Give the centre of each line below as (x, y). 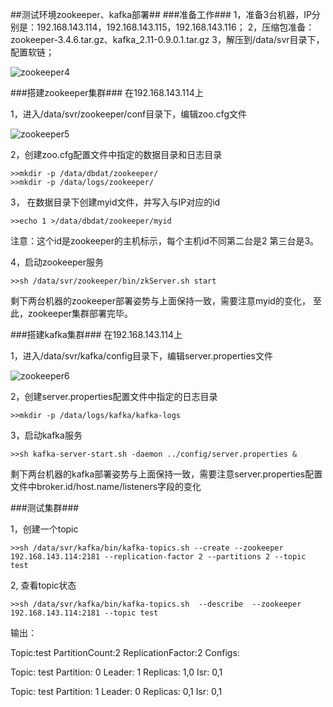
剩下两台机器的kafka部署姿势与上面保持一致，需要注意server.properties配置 (166, 474)
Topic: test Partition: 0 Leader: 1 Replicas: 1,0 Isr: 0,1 (116, 672)
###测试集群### (45, 507)
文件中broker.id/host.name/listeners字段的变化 (106, 486)
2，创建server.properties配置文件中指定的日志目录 (114, 396)
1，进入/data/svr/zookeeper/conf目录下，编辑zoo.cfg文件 (128, 114)
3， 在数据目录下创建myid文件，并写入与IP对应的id (115, 202)
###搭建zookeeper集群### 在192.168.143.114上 (107, 92)
